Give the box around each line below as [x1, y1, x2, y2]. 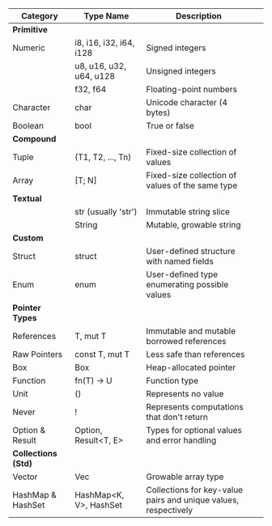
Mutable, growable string [146, 219, 241, 230]
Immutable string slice [146, 206, 231, 217]
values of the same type [146, 180, 238, 191]
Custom [12, 232, 44, 244]
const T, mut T [74, 349, 130, 359]
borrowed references [146, 336, 227, 346]
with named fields [146, 256, 215, 266]
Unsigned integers [146, 66, 216, 76]
